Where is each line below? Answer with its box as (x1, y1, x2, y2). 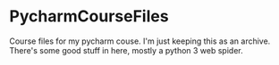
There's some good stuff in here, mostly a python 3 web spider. (9, 45, 243, 55)
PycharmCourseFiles (9, 6, 169, 27)
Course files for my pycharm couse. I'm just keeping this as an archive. (9, 36, 271, 46)
